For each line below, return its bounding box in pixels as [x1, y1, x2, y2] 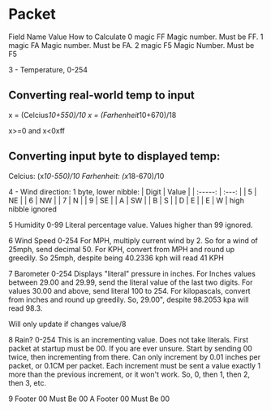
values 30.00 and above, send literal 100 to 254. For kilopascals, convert [8, 286, 251, 295]
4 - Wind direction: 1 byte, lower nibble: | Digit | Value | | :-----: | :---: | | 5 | [8, 186, 257, 196]
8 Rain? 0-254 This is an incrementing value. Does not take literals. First [8, 334, 249, 344]
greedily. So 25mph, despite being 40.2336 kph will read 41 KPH [8, 253, 225, 263]
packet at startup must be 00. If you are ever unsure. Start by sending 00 [8, 343, 253, 353]
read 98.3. [8, 303, 43, 313]
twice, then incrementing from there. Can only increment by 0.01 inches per [8, 351, 261, 362]
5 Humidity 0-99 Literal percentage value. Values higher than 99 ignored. [8, 220, 253, 229]
